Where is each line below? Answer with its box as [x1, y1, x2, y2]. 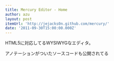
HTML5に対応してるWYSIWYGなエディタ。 [5, 40, 93, 46]
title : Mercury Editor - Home [5, 7, 68, 12]
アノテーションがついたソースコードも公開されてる [5, 51, 109, 57]
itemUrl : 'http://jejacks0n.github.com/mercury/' [5, 21, 110, 26]
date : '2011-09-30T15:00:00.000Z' [5, 26, 77, 31]
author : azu [5, 12, 30, 17]
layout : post [5, 16, 32, 21]
